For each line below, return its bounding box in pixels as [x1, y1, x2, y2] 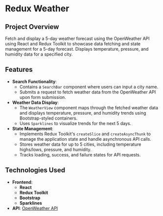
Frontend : [12, 179, 33, 185]
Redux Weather [5, 3, 70, 14]
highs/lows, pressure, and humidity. [19, 146, 92, 153]
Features [5, 65, 33, 74]
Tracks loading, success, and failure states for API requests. [19, 152, 141, 157]
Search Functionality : [12, 78, 57, 84]
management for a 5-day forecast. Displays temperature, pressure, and [5, 46, 149, 52]
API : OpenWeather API [12, 205, 58, 211]
